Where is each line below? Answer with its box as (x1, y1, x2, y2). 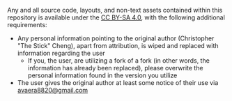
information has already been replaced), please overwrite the (27, 64, 203, 72)
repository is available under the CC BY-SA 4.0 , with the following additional (7, 13, 225, 22)
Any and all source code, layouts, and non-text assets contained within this (7, 6, 223, 14)
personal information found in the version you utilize (27, 71, 178, 79)
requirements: (7, 21, 47, 29)
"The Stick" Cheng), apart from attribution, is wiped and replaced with (17, 42, 219, 49)
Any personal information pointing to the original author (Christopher (17, 34, 215, 42)
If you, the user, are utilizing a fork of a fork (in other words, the (27, 56, 210, 65)
